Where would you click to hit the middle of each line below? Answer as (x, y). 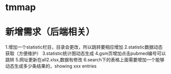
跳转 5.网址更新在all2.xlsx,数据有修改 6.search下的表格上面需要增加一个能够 (85, 60)
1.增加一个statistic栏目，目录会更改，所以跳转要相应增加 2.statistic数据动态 (84, 47)
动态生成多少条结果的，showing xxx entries (51, 66)
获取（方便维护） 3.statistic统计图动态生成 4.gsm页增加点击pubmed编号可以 (86, 53)
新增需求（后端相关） (50, 32)
